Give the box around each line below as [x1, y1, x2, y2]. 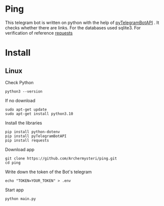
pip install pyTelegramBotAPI [5, 134, 67, 138]
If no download [5, 97, 36, 103]
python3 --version [5, 89, 43, 94]
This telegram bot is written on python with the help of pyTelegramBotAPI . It [5, 20, 160, 25]
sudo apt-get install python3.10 [5, 111, 73, 116]
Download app [5, 146, 35, 152]
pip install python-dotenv [5, 129, 60, 134]
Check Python [5, 79, 34, 85]
